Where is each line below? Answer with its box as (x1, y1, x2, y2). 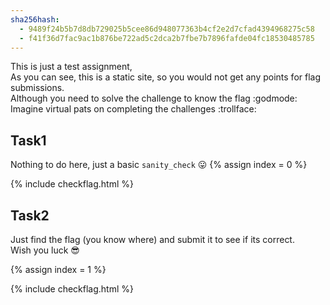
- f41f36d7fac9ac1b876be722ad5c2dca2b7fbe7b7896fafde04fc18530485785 (19, 33, 315, 43)
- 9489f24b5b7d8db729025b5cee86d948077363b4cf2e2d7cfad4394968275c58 (19, 24, 315, 34)
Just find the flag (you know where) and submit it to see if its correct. (10, 234, 295, 245)
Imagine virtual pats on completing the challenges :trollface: (10, 103, 257, 115)
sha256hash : (10, 14, 60, 25)
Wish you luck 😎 (10, 244, 80, 256)
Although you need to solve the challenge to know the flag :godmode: (10, 92, 298, 105)
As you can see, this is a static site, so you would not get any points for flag (10, 71, 322, 83)
